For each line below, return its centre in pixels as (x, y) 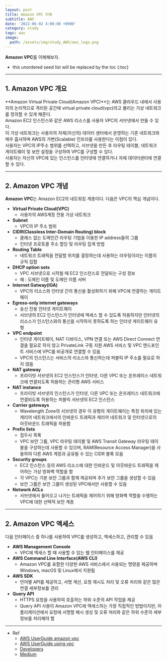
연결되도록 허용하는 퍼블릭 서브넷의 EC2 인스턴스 (67, 400)
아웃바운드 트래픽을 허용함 (45, 424)
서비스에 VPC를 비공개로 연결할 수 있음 (63, 352)
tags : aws (15, 33)
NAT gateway (27, 370)
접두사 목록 (30, 435)
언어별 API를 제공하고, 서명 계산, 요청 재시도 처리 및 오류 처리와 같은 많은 (90, 582)
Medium (28, 655)
